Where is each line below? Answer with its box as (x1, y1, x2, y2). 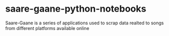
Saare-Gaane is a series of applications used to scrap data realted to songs (5, 20, 164, 26)
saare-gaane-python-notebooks (5, 3, 147, 15)
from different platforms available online (5, 25, 89, 31)
